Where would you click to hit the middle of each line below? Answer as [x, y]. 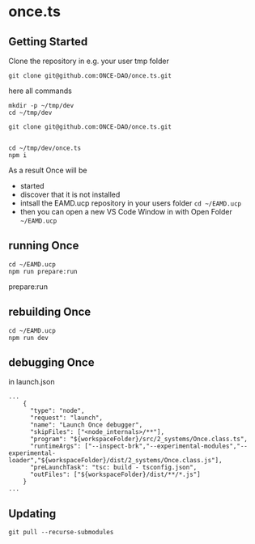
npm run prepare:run [43, 271]
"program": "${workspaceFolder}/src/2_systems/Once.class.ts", [139, 440]
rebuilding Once [50, 312]
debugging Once [51, 363]
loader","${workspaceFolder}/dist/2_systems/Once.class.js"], [115, 461]
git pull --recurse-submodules [61, 533]
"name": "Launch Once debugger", [86, 425]
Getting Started [48, 42]
